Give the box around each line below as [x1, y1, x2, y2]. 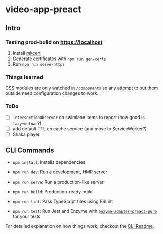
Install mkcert [12, 50, 41, 56]
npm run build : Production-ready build [12, 189, 93, 195]
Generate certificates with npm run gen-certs [12, 55, 106, 62]
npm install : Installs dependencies [12, 159, 86, 165]
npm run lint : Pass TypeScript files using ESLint [12, 198, 113, 205]
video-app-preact [5, 4, 81, 15]
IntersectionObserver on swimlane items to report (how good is [12, 114, 145, 121]
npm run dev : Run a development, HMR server [12, 169, 107, 175]
